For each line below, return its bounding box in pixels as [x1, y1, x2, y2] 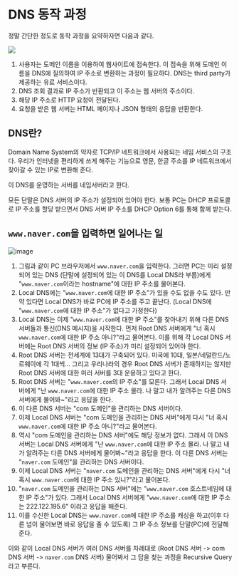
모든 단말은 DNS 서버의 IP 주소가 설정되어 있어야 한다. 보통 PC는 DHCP [8, 195, 206, 204]
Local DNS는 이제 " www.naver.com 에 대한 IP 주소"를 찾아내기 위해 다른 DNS [18, 315, 229, 323]
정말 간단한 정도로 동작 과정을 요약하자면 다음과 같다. [8, 31, 154, 40]
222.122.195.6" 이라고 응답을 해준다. [26, 501, 127, 510]
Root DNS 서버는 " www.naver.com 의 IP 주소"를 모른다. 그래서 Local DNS [18, 377, 220, 385]
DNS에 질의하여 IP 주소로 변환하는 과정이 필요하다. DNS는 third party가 [31, 68, 231, 77]
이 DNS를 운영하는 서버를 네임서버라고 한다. [8, 180, 130, 189]
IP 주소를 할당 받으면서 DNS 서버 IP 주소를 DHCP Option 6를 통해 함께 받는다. [15, 204, 232, 213]
